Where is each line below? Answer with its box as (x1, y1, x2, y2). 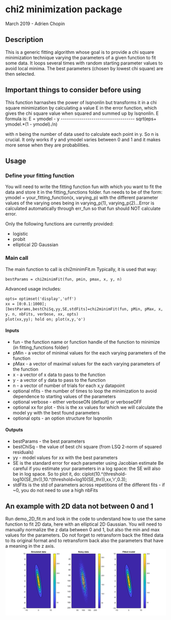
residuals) (12, 449, 34, 455)
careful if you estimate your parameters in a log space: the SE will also (12, 465, 161, 471)
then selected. (5, 71, 36, 77)
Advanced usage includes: (5, 285, 61, 292)
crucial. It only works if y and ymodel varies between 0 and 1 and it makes (5, 136, 161, 142)
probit (12, 236, 26, 242)
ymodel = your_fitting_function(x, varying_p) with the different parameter (5, 195, 158, 201)
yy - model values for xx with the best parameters (12, 454, 118, 461)
